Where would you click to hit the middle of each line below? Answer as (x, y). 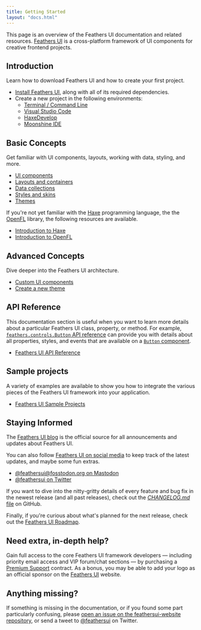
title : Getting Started (36, 12)
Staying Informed (40, 423)
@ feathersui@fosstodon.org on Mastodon (67, 473)
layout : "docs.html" (32, 17)
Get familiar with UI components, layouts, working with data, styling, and (96, 157)
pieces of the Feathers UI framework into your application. (78, 392)
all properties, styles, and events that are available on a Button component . (99, 341)
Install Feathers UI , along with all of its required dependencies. (92, 92)
